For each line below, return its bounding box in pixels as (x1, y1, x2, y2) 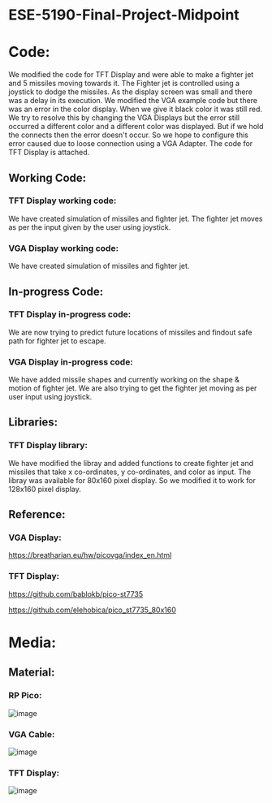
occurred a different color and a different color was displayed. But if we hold (8, 122, 264, 132)
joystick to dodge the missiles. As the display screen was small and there (8, 87, 253, 97)
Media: (8, 633, 57, 651)
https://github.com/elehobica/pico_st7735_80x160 (8, 605, 176, 615)
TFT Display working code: (8, 195, 117, 206)
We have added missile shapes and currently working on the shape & (8, 375, 240, 385)
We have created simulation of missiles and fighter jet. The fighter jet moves (8, 214, 263, 223)
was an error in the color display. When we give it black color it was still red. (8, 104, 262, 114)
